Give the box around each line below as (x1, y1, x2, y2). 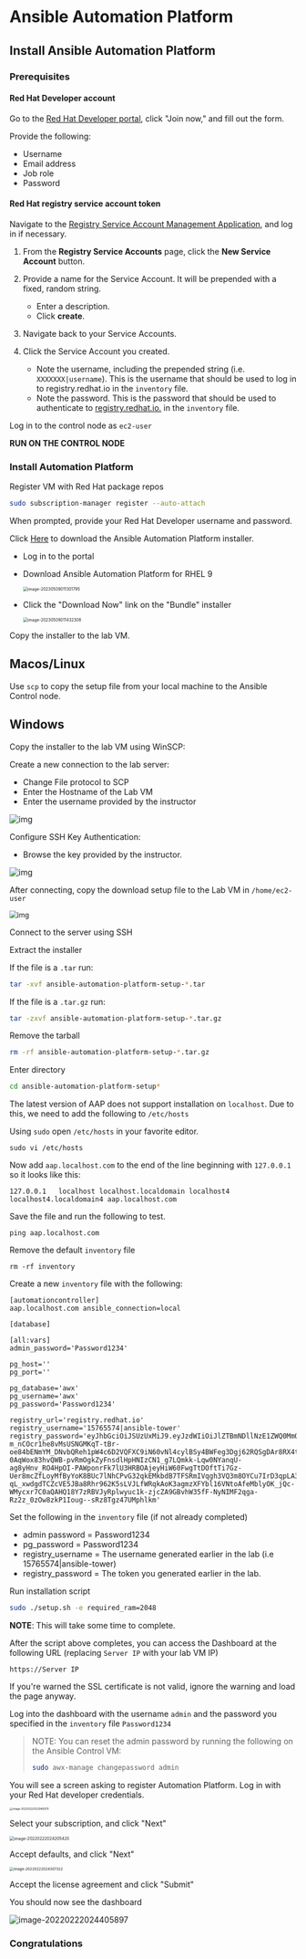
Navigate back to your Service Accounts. (22, 328, 178, 339)
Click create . (36, 310, 85, 321)
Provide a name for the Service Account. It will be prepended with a (22, 273, 277, 284)
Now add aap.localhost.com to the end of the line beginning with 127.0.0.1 (9, 1159, 291, 1170)
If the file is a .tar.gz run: (9, 996, 107, 1007)
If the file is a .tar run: (9, 961, 94, 973)
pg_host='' (9, 1360, 51, 1369)
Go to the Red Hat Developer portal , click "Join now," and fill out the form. (9, 112, 285, 124)
